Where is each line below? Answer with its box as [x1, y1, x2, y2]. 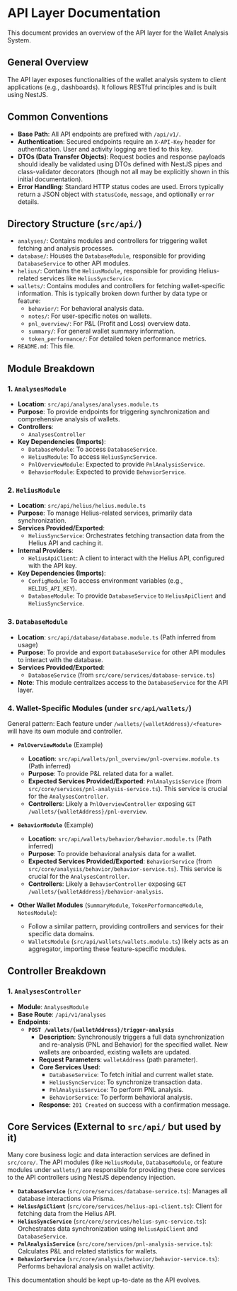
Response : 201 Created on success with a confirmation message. [38, 1100, 231, 1109]
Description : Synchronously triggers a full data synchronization [38, 1033, 225, 1041]
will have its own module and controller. [7, 727, 122, 735]
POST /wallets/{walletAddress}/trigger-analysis [28, 1026, 175, 1033]
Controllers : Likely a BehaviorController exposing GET [28, 880, 186, 888]
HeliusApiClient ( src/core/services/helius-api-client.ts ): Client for [17, 1202, 223, 1210]
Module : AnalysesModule [17, 1002, 89, 1011]
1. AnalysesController [7, 986, 81, 996]
